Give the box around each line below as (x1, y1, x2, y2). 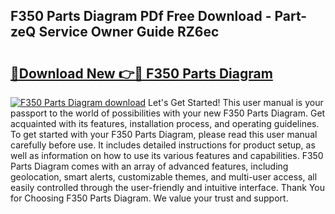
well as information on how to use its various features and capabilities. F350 (10, 150, 324, 161)
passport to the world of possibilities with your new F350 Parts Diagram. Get (10, 107, 326, 119)
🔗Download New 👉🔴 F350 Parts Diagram (10, 65, 273, 82)
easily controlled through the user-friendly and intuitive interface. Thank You (10, 182, 326, 193)
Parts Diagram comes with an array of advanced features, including (10, 160, 289, 172)
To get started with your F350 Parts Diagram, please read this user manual (10, 129, 318, 140)
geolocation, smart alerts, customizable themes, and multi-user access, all (10, 171, 318, 183)
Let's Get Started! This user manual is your (148, 97, 324, 108)
